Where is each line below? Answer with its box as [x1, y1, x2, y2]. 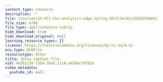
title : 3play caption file [5, 56, 60, 61]
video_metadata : [5, 66, 38, 70]
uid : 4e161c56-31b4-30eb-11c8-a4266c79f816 [5, 61, 95, 66]
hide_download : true [5, 29, 47, 34]
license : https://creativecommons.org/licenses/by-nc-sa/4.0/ [5, 43, 133, 48]
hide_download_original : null [5, 34, 66, 39]
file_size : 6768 [5, 20, 38, 26]
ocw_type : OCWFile [5, 47, 42, 52]
